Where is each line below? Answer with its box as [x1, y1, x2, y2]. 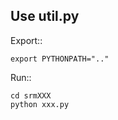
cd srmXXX [10, 90, 52, 101]
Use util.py [10, 8, 80, 25]
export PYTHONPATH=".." [10, 54, 110, 64]
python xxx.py [10, 99, 70, 109]
